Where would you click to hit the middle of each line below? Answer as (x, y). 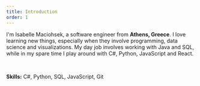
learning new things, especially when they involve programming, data (92, 41)
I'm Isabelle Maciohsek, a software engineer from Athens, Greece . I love (96, 34)
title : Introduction (32, 12)
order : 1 (17, 17)
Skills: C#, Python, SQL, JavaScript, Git (55, 76)
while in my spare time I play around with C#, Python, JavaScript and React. (100, 53)
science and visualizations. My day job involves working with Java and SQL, (100, 47)
